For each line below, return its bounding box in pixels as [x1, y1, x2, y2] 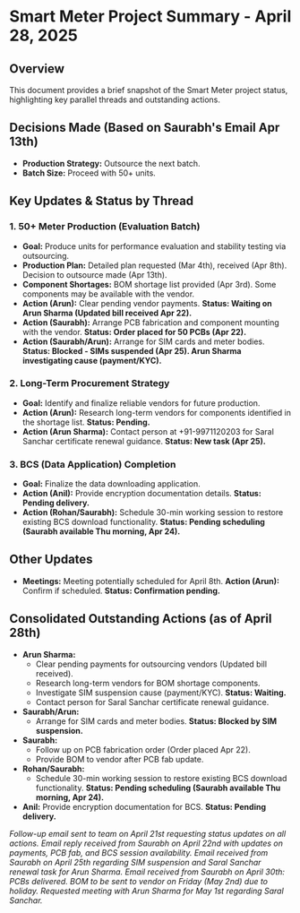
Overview [9, 61, 65, 76]
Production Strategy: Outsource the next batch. [21, 158, 201, 168]
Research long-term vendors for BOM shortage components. [35, 677, 261, 688]
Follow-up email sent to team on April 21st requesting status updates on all [9, 828, 287, 839]
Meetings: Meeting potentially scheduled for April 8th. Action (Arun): [21, 575, 280, 586]
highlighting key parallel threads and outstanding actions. [9, 94, 221, 105]
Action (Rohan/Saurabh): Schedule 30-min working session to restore [21, 507, 284, 518]
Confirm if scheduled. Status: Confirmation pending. [21, 585, 221, 596]
